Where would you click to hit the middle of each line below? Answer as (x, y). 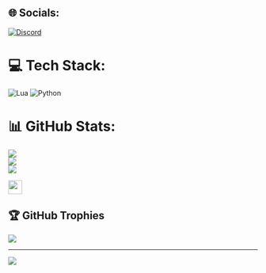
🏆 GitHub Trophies (57, 216)
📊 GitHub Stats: (62, 126)
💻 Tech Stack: (57, 66)
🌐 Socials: (34, 13)
